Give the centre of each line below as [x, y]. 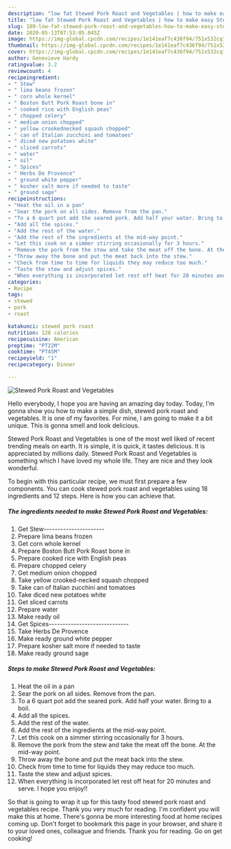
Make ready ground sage [53, 653]
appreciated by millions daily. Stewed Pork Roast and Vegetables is [102, 453]
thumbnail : [23, 45]
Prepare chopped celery [52, 565]
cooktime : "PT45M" [34, 352]
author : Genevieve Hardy [43, 58]
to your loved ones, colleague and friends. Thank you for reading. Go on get [115, 831]
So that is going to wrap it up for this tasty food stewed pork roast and [107, 802]
